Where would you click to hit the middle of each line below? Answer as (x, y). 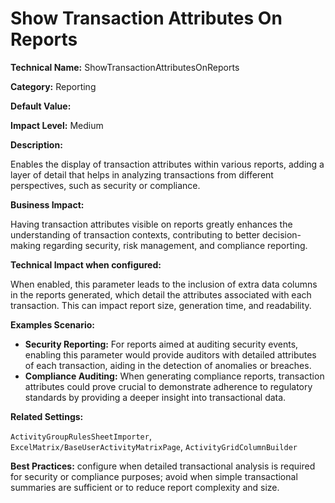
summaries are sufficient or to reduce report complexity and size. (145, 487)
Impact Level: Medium (57, 125)
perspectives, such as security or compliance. (105, 185)
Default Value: (41, 106)
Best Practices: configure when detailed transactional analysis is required (163, 466)
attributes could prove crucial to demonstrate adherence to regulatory (168, 386)
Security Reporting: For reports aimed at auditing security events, (161, 344)
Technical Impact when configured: (86, 264)
